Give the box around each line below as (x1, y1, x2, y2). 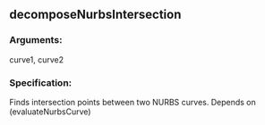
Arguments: (9, 34, 63, 46)
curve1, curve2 (9, 54, 64, 65)
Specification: (9, 76, 73, 88)
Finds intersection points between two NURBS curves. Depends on (9, 96, 257, 107)
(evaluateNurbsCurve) (9, 106, 91, 117)
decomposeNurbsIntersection (9, 7, 182, 22)
